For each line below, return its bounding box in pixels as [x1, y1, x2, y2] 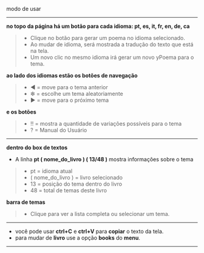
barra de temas [6, 198, 46, 206]
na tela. [30, 47, 49, 54]
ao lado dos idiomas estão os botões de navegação [6, 72, 138, 79]
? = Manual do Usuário [30, 127, 87, 133]
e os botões [6, 109, 36, 115]
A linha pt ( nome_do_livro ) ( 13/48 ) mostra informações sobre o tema [15, 156, 194, 163]
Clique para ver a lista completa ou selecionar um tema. [30, 211, 170, 217]
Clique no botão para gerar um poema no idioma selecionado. [30, 35, 185, 41]
